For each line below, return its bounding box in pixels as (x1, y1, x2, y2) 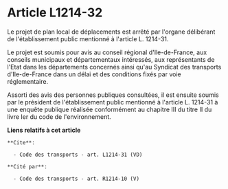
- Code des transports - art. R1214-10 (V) (13, 175, 139, 182)
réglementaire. (7, 77, 49, 85)
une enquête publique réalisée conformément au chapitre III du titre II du (7, 105, 212, 113)
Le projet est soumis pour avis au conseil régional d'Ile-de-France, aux (7, 48, 207, 56)
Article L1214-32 (7, 5, 103, 21)
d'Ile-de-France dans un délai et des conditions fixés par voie (7, 70, 181, 78)
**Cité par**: (7, 163, 48, 170)
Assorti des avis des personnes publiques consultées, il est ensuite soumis (7, 91, 219, 99)
